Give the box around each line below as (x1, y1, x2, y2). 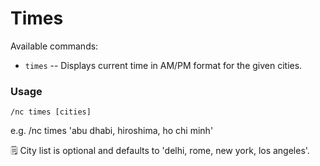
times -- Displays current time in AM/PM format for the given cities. (24, 59, 303, 71)
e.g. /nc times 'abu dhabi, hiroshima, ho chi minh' (10, 125, 214, 137)
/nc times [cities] (10, 107, 92, 117)
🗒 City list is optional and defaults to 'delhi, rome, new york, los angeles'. (10, 145, 310, 157)
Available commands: (10, 40, 99, 52)
